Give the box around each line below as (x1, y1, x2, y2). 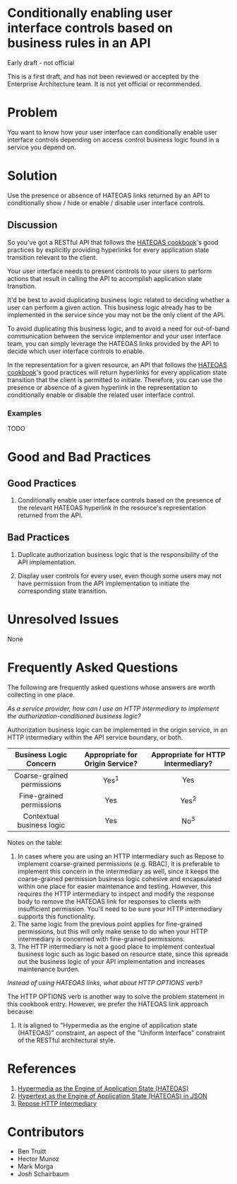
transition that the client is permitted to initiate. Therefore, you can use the (7, 375, 224, 384)
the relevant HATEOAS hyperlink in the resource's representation (17, 503, 206, 512)
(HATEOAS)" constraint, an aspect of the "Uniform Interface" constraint (17, 1028, 226, 1037)
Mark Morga (17, 1162, 54, 1171)
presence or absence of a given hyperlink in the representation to (7, 383, 198, 391)
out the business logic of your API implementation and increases (17, 957, 205, 965)
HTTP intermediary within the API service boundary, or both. (7, 732, 183, 741)
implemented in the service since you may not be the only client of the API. (7, 310, 225, 319)
